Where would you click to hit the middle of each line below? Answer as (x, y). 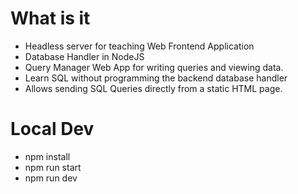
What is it (50, 18)
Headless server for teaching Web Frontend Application (139, 46)
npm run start (53, 167)
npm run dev (51, 178)
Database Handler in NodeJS (84, 56)
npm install (47, 156)
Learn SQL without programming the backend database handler (156, 78)
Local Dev (52, 129)
